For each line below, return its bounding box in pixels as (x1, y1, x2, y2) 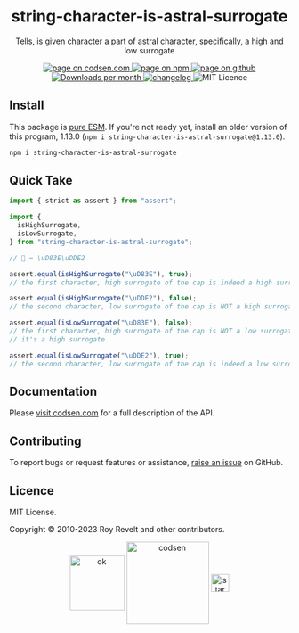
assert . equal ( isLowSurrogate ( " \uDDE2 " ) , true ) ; (9, 350, 190, 360)
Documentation (9, 383, 98, 399)
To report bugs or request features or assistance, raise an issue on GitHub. (9, 457, 284, 468)
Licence (9, 483, 55, 498)
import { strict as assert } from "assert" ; (9, 196, 177, 206)
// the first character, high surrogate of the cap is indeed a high (9, 278, 273, 287)
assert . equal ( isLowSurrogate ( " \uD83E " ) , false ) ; (9, 318, 193, 327)
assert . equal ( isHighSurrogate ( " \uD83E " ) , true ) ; (9, 269, 193, 278)
